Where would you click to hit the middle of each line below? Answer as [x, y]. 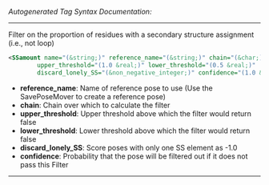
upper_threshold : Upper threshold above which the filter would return [136, 113]
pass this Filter [44, 164]
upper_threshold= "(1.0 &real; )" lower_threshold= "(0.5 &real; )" [147, 65]
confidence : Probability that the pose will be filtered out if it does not [134, 156]
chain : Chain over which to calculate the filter [95, 105]
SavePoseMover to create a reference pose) [93, 96]
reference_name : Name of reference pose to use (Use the [116, 88]
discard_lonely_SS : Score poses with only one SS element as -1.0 [128, 147]
